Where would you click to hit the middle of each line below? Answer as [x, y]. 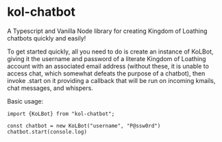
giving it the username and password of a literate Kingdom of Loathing [107, 58]
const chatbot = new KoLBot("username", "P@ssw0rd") [84, 126]
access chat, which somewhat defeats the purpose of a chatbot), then [106, 73]
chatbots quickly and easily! [47, 38]
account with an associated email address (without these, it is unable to [108, 66]
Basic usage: [25, 101]
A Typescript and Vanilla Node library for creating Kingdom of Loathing [107, 31]
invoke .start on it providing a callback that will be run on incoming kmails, [111, 80]
